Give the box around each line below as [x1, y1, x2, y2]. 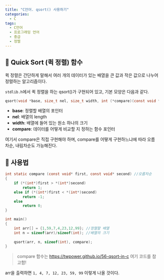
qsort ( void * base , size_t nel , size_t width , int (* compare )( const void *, [5, 98, 163, 103]
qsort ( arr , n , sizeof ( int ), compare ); [14, 239, 93, 244]
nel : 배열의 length [12, 114, 47, 120]
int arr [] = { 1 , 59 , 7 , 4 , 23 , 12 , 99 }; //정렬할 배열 [14, 226, 110, 231]
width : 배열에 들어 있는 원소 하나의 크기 [12, 120, 88, 126]
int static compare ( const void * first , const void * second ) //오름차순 [5, 172, 152, 176]
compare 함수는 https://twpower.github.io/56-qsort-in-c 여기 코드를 [17, 254, 151, 259]
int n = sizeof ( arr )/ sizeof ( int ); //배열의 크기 [14, 230, 110, 235]
